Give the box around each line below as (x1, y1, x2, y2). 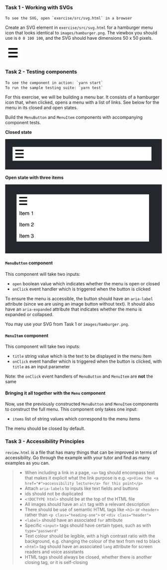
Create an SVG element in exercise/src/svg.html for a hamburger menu (5, 24, 153, 31)
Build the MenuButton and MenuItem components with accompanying (5, 114, 143, 120)
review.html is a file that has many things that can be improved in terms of (5, 449, 158, 455)
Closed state (5, 129, 32, 135)
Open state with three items (5, 174, 64, 180)
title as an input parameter (12, 364, 70, 370)
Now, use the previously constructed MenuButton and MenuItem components (5, 401, 159, 407)
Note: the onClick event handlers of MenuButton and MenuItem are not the (5, 373, 153, 379)
